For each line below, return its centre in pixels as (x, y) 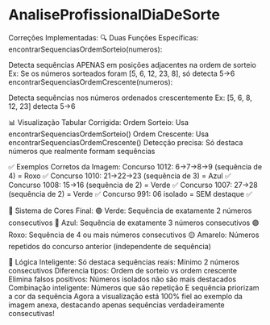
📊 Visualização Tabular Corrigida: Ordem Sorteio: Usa (99, 122)
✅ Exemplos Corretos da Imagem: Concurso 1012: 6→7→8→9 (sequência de (135, 166)
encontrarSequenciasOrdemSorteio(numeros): (85, 49)
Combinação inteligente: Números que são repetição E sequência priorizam (134, 287)
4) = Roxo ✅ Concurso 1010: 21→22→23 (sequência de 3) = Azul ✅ (120, 176)
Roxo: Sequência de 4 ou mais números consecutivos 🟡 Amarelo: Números (134, 235)
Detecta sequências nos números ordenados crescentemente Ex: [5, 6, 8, (130, 98)
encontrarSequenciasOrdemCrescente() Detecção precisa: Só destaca (126, 142)
